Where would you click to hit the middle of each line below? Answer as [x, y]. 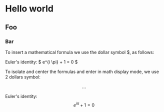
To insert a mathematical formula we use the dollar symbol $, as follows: [80, 52]
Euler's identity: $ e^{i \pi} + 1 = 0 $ [41, 62]
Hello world [29, 9]
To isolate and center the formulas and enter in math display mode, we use [82, 71]
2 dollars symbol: [23, 77]
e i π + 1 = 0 [84, 104]
